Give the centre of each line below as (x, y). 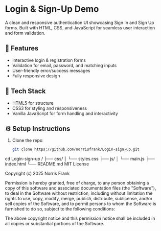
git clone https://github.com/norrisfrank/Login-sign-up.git (76, 150)
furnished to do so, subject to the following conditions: (60, 209)
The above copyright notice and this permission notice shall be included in (80, 218)
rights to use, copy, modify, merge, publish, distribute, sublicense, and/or (79, 199)
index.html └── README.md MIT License (47, 164)
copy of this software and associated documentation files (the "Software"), (81, 188)
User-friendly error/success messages (51, 70)
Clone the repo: (28, 140)
